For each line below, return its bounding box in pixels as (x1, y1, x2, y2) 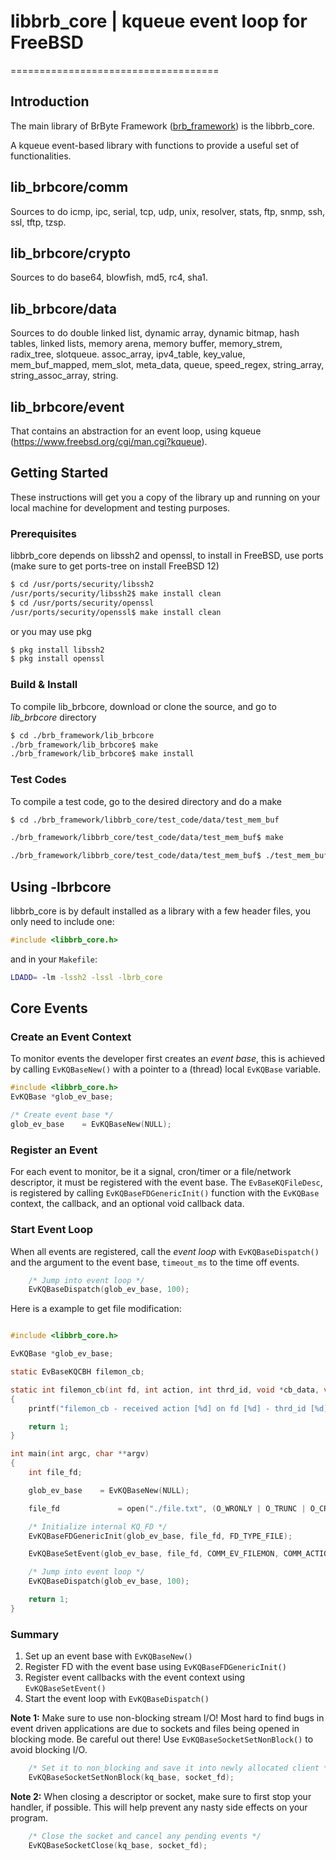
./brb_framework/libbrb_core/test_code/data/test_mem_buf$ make (10, 833, 284, 843)
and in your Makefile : (10, 953, 98, 965)
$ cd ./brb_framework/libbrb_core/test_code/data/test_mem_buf (10, 815, 280, 825)
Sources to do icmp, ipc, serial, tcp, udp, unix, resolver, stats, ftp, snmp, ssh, (10, 205, 326, 217)
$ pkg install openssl (10, 654, 105, 664)
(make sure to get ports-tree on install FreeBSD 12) (10, 560, 220, 572)
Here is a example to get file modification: (10, 1303, 182, 1315)
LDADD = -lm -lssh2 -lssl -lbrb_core (10, 972, 163, 982)
